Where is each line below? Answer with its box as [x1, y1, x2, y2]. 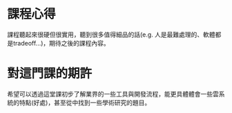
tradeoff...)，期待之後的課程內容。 [12, 39, 110, 47]
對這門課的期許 [7, 66, 93, 81]
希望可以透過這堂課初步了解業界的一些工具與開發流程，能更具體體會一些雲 [7, 90, 219, 98]
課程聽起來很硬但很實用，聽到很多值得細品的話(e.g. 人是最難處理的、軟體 [7, 30, 215, 39]
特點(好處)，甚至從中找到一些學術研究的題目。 [19, 98, 151, 107]
